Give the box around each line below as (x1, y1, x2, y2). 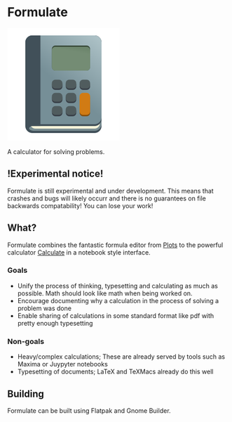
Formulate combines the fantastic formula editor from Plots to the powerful (7, 241, 224, 249)
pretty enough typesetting (17, 319, 93, 327)
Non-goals (7, 336, 44, 346)
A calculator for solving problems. (7, 147, 105, 155)
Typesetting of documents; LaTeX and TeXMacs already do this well (17, 367, 214, 376)
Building (7, 388, 44, 399)
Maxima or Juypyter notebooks (17, 360, 109, 369)
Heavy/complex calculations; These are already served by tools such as (17, 352, 226, 361)
